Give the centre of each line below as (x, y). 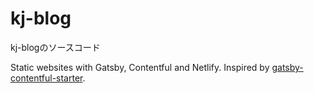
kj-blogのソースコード (55, 47)
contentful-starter (46, 78)
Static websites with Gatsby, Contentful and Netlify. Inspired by (140, 67)
